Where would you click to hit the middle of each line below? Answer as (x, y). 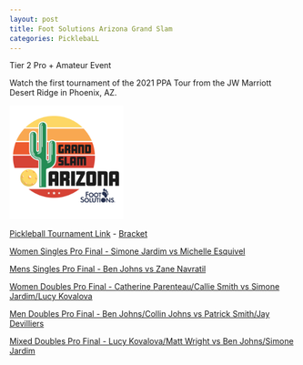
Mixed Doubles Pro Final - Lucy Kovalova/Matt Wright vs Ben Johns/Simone (151, 341)
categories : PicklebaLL (55, 38)
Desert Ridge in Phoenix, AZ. (63, 93)
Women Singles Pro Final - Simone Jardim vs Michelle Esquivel (127, 251)
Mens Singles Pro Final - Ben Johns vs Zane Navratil (108, 269)
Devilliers (27, 324)
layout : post (34, 19)
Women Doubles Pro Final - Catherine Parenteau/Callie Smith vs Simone (145, 287)
